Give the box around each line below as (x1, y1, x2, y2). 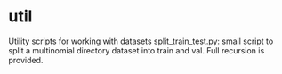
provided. (8, 54, 44, 65)
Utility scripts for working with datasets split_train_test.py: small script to (8, 36, 274, 46)
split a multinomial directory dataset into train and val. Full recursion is (8, 45, 265, 55)
